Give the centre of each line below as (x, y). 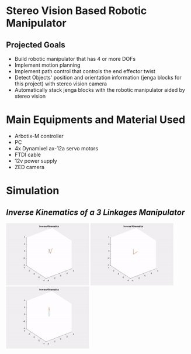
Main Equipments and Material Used (96, 120)
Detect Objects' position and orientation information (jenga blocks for (98, 78)
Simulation (33, 191)
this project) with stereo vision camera (60, 84)
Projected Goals (36, 45)
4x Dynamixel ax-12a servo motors (56, 148)
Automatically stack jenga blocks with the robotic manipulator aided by (100, 90)
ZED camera (29, 167)
